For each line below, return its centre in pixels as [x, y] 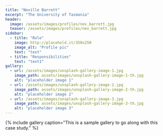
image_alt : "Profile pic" [42, 47]
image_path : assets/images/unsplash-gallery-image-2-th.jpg [79, 89]
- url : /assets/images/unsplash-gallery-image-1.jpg [67, 71]
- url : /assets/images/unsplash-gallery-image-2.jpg [67, 85]
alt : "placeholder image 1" [44, 80]
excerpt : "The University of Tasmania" [47, 15]
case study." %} [22, 128]
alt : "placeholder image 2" [44, 94]
